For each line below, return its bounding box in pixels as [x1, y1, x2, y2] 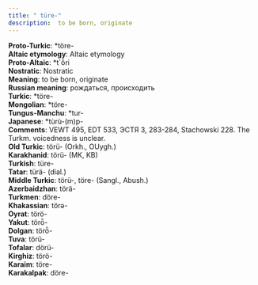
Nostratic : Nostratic [8, 66, 74, 75]
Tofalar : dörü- [8, 242, 55, 252]
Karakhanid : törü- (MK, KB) [8, 150, 99, 159]
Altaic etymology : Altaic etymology [8, 49, 125, 59]
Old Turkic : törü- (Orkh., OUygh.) [8, 142, 116, 151]
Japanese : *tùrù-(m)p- [8, 116, 84, 126]
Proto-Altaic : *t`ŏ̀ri [8, 57, 70, 67]
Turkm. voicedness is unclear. [8, 133, 106, 142]
